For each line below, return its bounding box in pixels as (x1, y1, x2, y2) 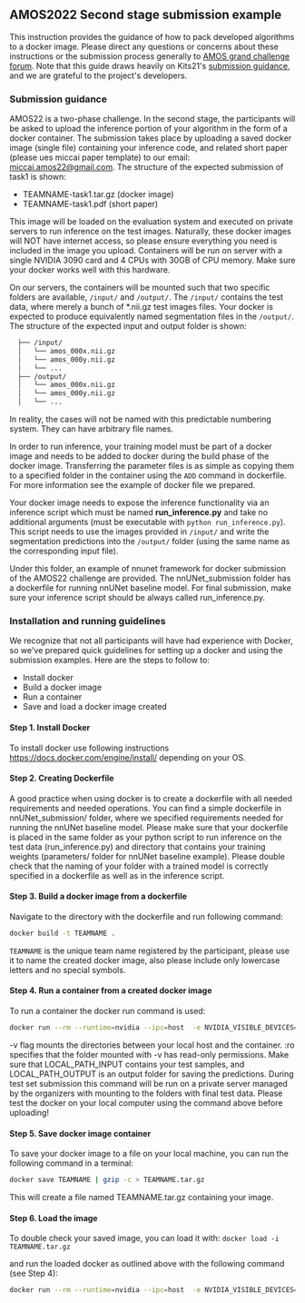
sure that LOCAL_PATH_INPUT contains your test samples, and (9, 1059, 245, 1069)
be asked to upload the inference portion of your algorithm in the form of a (9, 123, 288, 134)
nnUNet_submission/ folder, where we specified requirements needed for (9, 812, 284, 823)
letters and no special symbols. (9, 964, 126, 975)
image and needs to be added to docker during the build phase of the (9, 451, 270, 462)
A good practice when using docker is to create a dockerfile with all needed (9, 792, 293, 803)
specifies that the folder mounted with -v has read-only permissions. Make (9, 1049, 290, 1059)
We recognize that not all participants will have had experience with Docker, (9, 635, 293, 646)
